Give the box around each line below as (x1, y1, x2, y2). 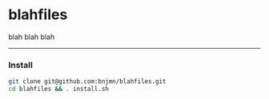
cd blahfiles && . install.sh (8, 85, 110, 93)
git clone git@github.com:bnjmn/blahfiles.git (8, 77, 167, 85)
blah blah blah (8, 32, 55, 42)
